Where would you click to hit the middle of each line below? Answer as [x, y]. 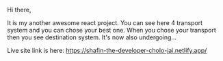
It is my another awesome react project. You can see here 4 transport [105, 23]
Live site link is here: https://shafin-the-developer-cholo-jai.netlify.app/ [107, 50]
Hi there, [19, 10]
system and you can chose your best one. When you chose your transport [112, 30]
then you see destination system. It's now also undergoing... [92, 37]
